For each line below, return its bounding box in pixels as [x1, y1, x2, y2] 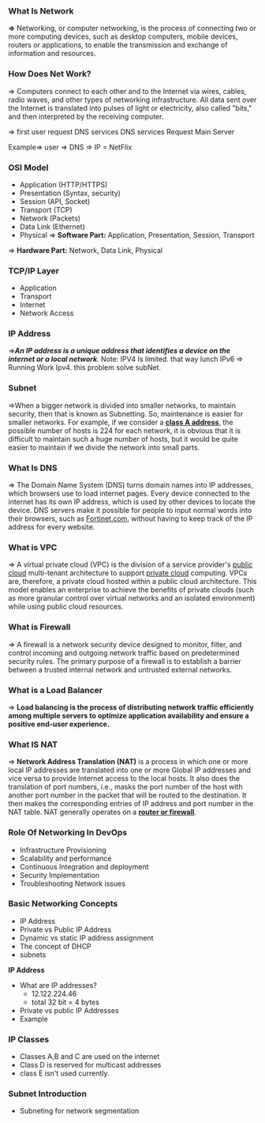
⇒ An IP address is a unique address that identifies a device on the [8, 346, 231, 356]
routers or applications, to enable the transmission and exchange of [8, 40, 228, 50]
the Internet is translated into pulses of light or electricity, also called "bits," [8, 103, 252, 112]
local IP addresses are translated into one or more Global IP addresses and [8, 765, 251, 775]
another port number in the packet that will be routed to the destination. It [8, 790, 247, 800]
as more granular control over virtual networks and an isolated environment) [8, 594, 256, 603]
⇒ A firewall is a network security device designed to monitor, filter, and [8, 639, 242, 649]
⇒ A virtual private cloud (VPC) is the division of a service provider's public [8, 560, 253, 570]
